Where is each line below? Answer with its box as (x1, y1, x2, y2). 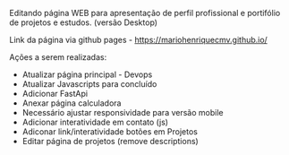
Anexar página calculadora (21, 98, 122, 108)
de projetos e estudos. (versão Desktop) (9, 17, 158, 28)
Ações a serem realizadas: (9, 52, 107, 62)
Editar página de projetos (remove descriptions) (21, 136, 199, 146)
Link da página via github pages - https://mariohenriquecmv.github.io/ (9, 35, 268, 45)
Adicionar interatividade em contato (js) (21, 116, 168, 127)
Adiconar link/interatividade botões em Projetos (21, 126, 199, 137)
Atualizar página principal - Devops (21, 69, 153, 80)
